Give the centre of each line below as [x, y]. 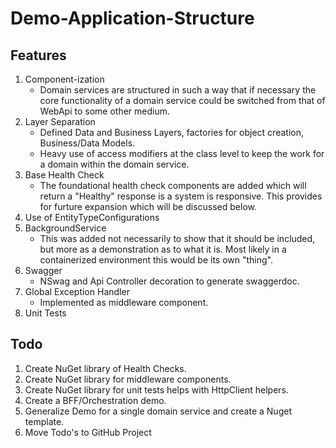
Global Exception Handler [77, 291]
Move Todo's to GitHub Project [88, 432]
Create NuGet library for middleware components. [128, 379]
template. [44, 421]
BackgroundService [65, 228]
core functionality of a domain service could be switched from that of [182, 100]
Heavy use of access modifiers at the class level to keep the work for [182, 153]
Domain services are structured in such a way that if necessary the [178, 90]
